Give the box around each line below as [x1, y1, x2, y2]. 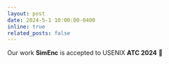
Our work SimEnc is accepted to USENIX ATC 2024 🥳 [7, 49, 163, 57]
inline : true [7, 23, 46, 30]
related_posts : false [7, 29, 71, 37]
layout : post [7, 10, 46, 17]
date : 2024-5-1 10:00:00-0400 [7, 17, 96, 24]
